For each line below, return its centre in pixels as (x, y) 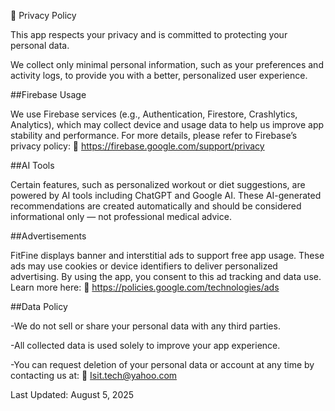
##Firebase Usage (48, 94)
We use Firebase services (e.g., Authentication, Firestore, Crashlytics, (154, 114)
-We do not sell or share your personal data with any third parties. (145, 326)
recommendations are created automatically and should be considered (156, 206)
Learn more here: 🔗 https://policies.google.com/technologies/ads (145, 287)
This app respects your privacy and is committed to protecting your (149, 34)
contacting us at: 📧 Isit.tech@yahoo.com (94, 375)
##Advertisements (48, 236)
